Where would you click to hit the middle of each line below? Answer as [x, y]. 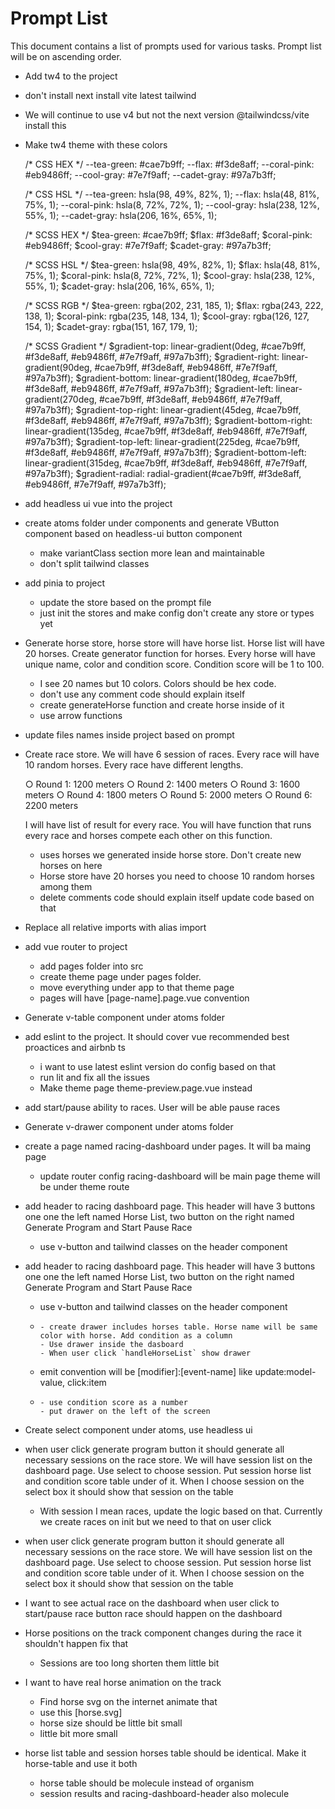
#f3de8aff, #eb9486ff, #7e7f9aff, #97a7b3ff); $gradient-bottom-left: [165, 452]
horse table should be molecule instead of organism [147, 1783]
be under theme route [84, 1186]
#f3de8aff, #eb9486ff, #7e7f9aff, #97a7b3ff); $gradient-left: [149, 388]
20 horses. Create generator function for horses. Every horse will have [170, 653]
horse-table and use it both [81, 1763]
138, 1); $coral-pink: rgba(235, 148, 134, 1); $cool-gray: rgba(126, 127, [167, 316]
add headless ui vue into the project [98, 503]
